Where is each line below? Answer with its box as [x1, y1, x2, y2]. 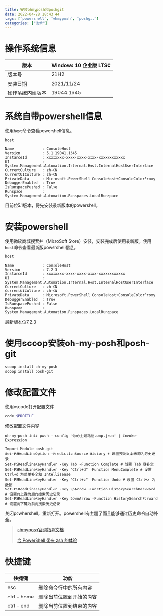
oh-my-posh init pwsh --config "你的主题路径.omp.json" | [5, 434, 121, 438]
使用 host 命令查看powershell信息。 [5, 128, 74, 134]
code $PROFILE [5, 414, 34, 418]
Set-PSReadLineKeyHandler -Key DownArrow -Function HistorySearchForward [5, 496, 158, 501]
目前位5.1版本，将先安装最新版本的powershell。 [5, 202, 101, 208]
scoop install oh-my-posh [5, 364, 57, 369]
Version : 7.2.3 [5, 267, 57, 272]
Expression [5, 438, 27, 443]
